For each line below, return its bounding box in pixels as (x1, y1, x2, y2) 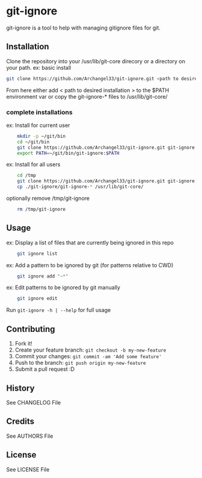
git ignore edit (17, 296, 58, 302)
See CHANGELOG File (6, 399, 61, 406)
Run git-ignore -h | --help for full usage (6, 306, 111, 314)
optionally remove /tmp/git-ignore (6, 194, 90, 202)
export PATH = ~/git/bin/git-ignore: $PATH (17, 150, 120, 156)
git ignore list (17, 250, 58, 256)
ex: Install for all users (6, 161, 61, 168)
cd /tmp (17, 173, 36, 179)
